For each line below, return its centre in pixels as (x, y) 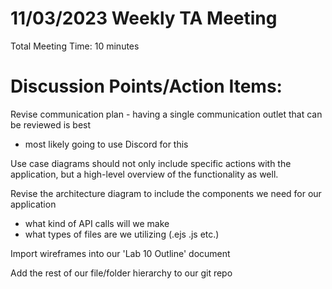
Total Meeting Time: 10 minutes (75, 46)
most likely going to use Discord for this (106, 144)
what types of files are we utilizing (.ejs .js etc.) (122, 234)
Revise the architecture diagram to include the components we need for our (166, 193)
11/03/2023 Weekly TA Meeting (144, 18)
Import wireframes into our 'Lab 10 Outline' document (120, 253)
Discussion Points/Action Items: (146, 86)
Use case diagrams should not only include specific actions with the (151, 163)
